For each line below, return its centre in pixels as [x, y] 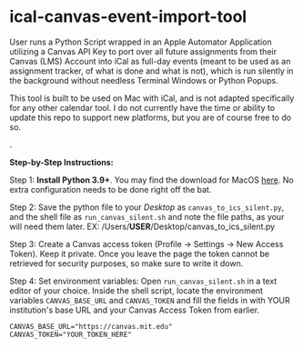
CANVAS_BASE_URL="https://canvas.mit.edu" [91, 326]
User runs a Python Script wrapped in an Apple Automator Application [141, 42]
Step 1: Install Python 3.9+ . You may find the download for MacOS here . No [151, 180]
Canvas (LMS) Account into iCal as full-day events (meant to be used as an [150, 61]
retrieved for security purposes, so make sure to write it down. [126, 263]
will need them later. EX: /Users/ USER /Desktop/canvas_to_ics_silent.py [142, 226]
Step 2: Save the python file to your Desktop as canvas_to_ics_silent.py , [147, 207]
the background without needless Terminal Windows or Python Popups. [144, 80]
